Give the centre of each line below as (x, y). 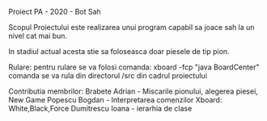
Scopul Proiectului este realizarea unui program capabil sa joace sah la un (131, 27)
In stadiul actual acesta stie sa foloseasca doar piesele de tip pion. (119, 51)
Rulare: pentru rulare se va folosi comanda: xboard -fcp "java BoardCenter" (134, 67)
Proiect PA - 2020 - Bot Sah (55, 12)
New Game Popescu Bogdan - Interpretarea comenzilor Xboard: (115, 100)
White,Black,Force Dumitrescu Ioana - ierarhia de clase (100, 108)
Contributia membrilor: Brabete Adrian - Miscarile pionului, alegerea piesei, (133, 91)
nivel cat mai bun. (38, 36)
